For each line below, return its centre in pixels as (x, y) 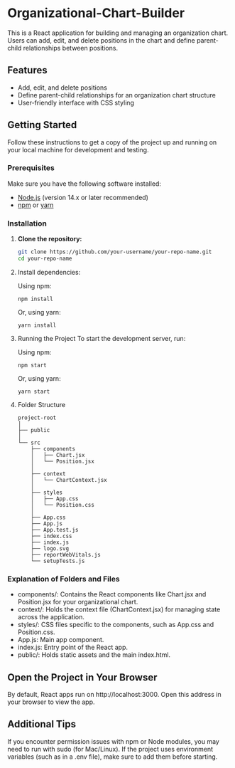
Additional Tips (42, 724)
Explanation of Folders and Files (64, 579)
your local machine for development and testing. (78, 149)
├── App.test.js (55, 530)
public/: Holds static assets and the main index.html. (94, 655)
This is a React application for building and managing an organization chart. (118, 33)
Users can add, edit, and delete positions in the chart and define (101, 40)
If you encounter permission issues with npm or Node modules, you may (114, 741)
